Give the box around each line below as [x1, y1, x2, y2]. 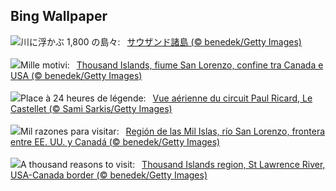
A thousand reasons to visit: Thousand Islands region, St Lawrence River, [20, 158, 326, 170]
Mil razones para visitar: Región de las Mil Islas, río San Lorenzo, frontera [20, 125, 326, 137]
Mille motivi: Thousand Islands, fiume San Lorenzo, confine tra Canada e [20, 59, 324, 71]
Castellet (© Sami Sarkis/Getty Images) [10, 102, 173, 114]
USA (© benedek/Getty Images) [10, 69, 143, 81]
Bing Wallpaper [10, 8, 108, 25]
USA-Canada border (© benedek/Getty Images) [10, 169, 208, 181]
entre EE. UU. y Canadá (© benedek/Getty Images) [10, 135, 221, 148]
